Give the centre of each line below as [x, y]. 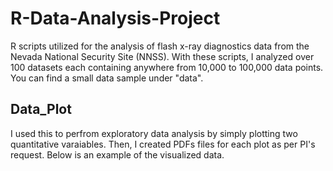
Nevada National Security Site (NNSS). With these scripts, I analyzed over [162, 56]
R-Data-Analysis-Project [115, 18]
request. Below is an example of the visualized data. [117, 154]
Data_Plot [41, 109]
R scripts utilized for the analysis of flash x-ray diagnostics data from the [160, 46]
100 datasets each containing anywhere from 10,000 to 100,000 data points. [167, 67]
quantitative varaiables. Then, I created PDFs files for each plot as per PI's [163, 144]
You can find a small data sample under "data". [107, 78]
